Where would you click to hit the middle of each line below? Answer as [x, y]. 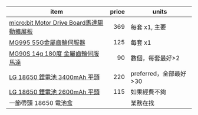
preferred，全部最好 [159, 73]
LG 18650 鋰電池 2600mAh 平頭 [55, 92]
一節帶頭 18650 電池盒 [41, 103]
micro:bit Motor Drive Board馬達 [53, 23]
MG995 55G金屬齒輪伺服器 [47, 42]
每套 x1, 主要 [148, 27]
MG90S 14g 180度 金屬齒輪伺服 [54, 54]
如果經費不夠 [148, 92]
